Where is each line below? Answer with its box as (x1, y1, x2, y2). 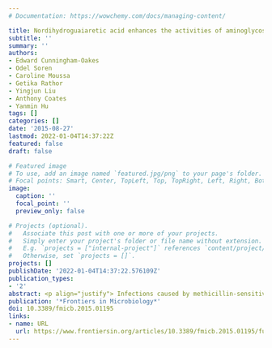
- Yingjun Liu (8, 87, 57, 95)
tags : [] (8, 110, 38, 118)
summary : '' (8, 41, 49, 49)
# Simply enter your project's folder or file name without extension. (8, 237, 263, 245)
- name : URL (8, 320, 49, 329)
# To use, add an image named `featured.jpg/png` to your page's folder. (8, 170, 263, 178)
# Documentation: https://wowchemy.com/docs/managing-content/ (8, 11, 227, 20)
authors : (8, 49, 38, 58)
